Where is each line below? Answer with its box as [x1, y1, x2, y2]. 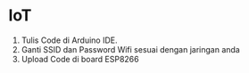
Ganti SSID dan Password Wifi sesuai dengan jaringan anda [21, 44, 240, 54]
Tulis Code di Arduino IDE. [21, 35, 118, 45]
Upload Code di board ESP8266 [21, 53, 139, 64]
